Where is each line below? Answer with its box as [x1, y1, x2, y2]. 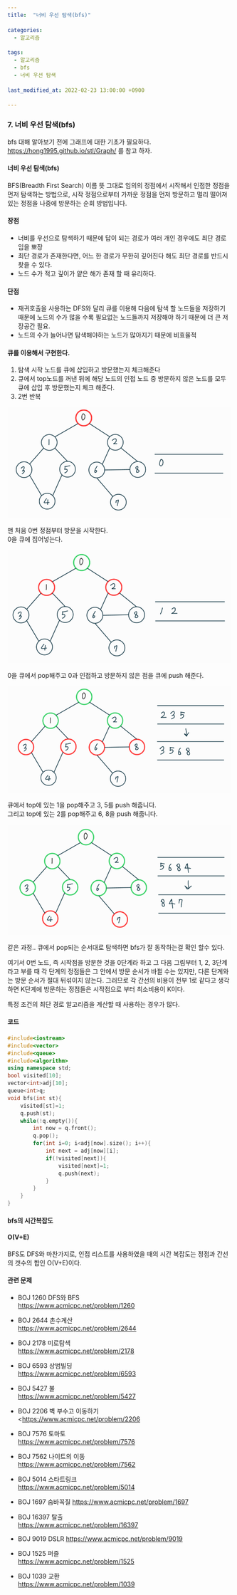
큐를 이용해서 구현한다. [7, 348, 70, 357]
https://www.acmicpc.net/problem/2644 [17, 1324, 137, 1333]
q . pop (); [33, 1132, 59, 1139]
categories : [7, 26, 43, 33]
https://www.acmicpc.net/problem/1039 [17, 1580, 135, 1589]
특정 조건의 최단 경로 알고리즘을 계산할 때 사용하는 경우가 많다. [7, 1000, 180, 1008]
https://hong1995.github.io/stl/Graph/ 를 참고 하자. [7, 146, 152, 155]
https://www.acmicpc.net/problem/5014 [17, 1483, 135, 1492]
